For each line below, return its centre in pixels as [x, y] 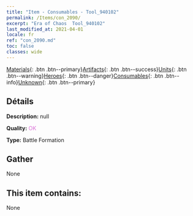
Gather [20, 159]
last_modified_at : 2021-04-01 [45, 29]
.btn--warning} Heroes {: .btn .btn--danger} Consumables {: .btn [85, 76]
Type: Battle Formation [35, 140]
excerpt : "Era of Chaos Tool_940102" [56, 23]
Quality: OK [21, 128]
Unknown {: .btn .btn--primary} [57, 82]
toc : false [20, 47]
